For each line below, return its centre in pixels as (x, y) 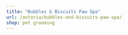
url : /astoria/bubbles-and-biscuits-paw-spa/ (64, 17)
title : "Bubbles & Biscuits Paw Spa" (53, 12)
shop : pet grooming (31, 23)
